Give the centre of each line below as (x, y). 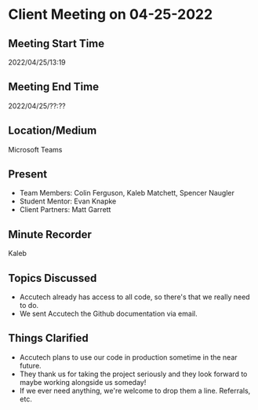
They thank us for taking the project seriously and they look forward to (133, 374)
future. (30, 365)
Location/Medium (53, 131)
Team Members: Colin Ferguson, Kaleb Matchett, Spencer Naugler (127, 193)
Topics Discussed (53, 278)
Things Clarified (48, 338)
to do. (29, 306)
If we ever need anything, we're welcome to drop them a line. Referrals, (135, 390)
